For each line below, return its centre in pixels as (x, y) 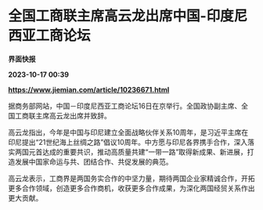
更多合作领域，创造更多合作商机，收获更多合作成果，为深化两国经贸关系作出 (131, 188)
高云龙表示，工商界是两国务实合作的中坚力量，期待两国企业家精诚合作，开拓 (131, 178)
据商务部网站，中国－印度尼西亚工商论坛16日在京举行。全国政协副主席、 (125, 106)
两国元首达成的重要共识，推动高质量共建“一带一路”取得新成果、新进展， (131, 152)
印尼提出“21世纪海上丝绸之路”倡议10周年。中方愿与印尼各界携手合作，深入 (128, 142)
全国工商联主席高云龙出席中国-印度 (121, 16)
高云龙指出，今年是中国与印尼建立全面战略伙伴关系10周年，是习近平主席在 (128, 132)
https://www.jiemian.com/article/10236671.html (89, 89)
